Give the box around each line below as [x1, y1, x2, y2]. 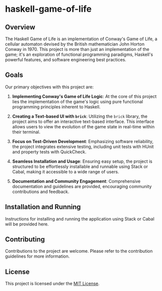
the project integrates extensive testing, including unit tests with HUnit [12, 144, 154, 149]
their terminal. [12, 129, 41, 135]
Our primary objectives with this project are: [5, 84, 94, 90]
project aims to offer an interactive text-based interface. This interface [12, 119, 154, 124]
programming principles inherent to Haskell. [12, 104, 101, 110]
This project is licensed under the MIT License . [5, 281, 100, 287]
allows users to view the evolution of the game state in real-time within [12, 123, 155, 129]
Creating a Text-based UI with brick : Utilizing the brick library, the [12, 113, 148, 119]
